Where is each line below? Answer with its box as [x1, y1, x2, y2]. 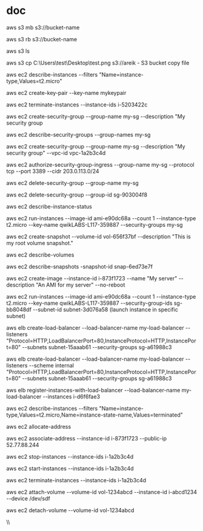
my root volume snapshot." [6, 239, 74, 246]
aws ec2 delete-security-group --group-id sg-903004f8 [6, 191, 147, 198]
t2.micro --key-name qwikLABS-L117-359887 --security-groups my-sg [6, 221, 183, 228]
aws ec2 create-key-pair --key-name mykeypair [6, 89, 127, 96]
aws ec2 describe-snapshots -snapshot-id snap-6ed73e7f [6, 263, 153, 270]
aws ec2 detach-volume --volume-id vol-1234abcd [6, 506, 135, 514]
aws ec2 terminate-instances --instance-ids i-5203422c [6, 101, 148, 108]
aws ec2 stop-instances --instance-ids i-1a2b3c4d [6, 453, 134, 460]
